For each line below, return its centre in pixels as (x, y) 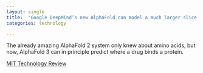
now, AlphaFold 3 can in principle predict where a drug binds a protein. (95, 52)
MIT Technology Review (36, 63)
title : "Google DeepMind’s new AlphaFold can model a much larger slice (102, 17)
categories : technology (36, 23)
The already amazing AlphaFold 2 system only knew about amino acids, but (101, 45)
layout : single (26, 12)
